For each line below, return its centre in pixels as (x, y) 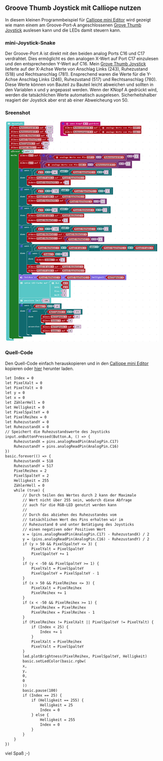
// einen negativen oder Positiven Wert (64, 529)
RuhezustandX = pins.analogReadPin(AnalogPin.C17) (66, 441)
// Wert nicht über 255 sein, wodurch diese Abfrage (77, 500)
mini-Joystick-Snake (30, 42)
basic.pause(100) (40, 690)
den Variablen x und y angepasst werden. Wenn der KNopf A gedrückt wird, (81, 90)
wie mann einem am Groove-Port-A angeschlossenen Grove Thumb (73, 25)
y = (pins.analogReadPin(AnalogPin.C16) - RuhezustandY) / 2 (86, 539)
